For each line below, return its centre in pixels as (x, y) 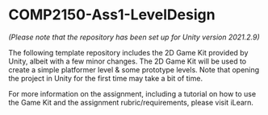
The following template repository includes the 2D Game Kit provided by (128, 52)
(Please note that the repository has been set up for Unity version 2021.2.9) (134, 37)
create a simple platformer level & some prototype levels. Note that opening (134, 69)
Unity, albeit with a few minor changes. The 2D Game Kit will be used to (128, 61)
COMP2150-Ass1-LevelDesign (112, 15)
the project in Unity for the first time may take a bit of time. (106, 78)
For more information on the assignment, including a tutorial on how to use (132, 93)
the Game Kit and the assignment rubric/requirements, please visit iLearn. (131, 102)
